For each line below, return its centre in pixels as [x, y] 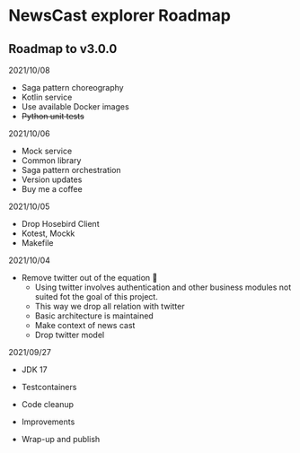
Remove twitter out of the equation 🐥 [89, 278]
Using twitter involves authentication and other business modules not [163, 287]
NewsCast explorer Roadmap [119, 16]
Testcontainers [49, 387]
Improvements [48, 422]
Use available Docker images [75, 107]
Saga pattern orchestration [71, 170]
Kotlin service [47, 97]
